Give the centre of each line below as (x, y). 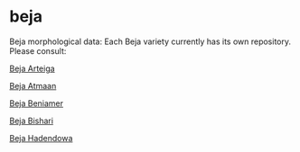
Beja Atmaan (33, 85)
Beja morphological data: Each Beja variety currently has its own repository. (150, 41)
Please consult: (38, 50)
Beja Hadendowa (41, 138)
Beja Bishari (32, 121)
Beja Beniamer (37, 103)
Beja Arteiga (33, 68)
